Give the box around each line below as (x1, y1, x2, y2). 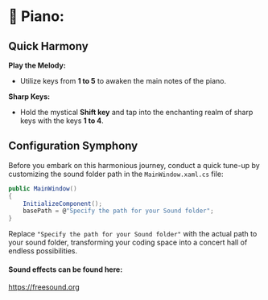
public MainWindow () (8, 184, 78, 192)
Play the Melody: (8, 60, 66, 70)
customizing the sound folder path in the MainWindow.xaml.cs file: (8, 169, 224, 179)
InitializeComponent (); (23, 199, 103, 208)
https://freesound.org (8, 282, 80, 292)
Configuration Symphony (8, 139, 138, 153)
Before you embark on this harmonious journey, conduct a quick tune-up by (8, 160, 260, 170)
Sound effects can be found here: (8, 265, 123, 274)
